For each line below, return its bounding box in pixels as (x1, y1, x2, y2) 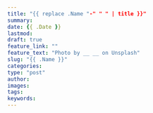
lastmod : (7, 29, 33, 37)
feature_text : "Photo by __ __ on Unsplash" (7, 50, 140, 57)
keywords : (7, 95, 37, 102)
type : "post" (7, 69, 46, 76)
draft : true (7, 36, 42, 44)
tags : (7, 88, 23, 95)
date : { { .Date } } (7, 23, 61, 30)
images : (7, 82, 30, 89)
